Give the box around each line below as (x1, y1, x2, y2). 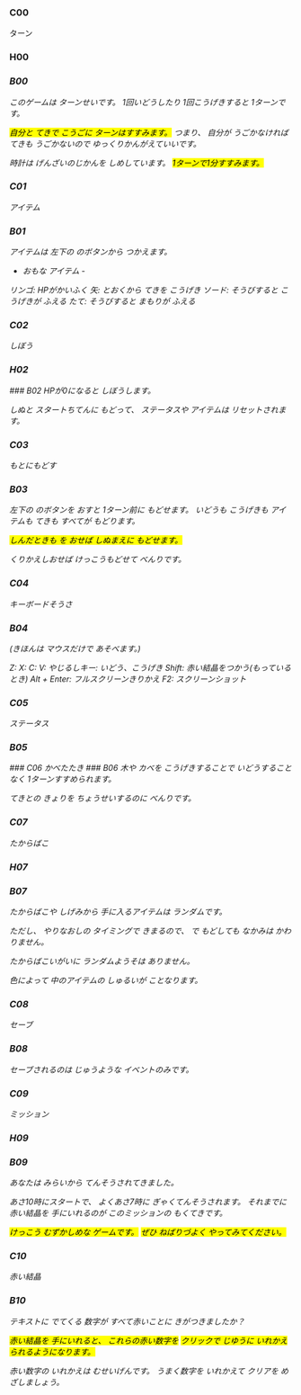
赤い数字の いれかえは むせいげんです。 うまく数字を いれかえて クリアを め (9, 1365, 289, 1376)
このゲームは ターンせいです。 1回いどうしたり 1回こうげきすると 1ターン (9, 96, 279, 107)
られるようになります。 (9, 1346, 96, 1357)
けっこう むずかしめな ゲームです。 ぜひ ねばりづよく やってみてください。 (9, 1227, 287, 1238)
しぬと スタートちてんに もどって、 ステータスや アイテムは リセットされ (9, 404, 279, 415)
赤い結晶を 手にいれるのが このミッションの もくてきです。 (9, 1208, 227, 1219)
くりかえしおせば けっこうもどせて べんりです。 (9, 554, 187, 565)
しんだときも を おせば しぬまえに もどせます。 (9, 535, 183, 546)
